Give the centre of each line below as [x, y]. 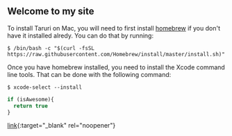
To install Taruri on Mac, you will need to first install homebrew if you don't [114, 28]
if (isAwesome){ [31, 99]
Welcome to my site [51, 11]
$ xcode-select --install [44, 87]
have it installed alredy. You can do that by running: [81, 35]
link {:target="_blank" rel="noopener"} [61, 126]
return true [31, 106]
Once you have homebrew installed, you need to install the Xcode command [116, 67]
